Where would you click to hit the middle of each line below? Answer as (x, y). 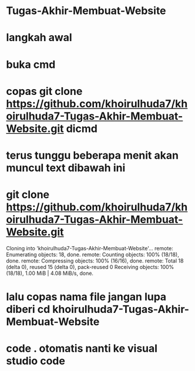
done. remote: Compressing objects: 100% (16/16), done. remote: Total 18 (95, 261)
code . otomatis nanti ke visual (82, 348)
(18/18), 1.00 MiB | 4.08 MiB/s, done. (50, 273)
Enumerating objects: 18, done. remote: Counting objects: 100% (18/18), (93, 254)
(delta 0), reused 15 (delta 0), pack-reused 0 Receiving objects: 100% (90, 267)
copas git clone (44, 91)
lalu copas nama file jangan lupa (86, 297)
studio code (36, 361)
